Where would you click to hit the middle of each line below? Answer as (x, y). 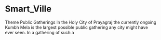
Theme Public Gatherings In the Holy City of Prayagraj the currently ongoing (81, 22)
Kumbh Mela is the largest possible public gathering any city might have (76, 27)
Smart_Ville (28, 9)
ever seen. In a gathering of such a (40, 32)
